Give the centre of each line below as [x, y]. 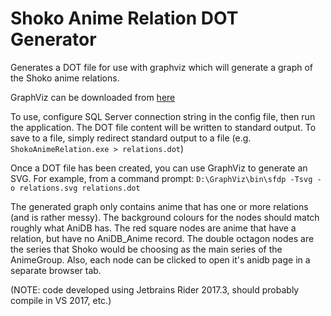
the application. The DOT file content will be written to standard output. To [163, 127]
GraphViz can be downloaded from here [93, 97]
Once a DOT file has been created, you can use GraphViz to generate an [159, 168]
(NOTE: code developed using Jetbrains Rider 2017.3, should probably [155, 289]
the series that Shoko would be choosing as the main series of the [146, 249]
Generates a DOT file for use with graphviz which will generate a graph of [162, 67]
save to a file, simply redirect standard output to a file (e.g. [131, 138]
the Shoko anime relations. [65, 78]
